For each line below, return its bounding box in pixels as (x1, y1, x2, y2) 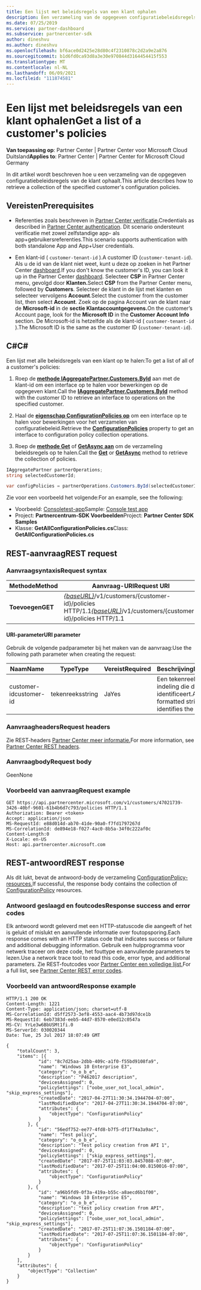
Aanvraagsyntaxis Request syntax (6, 566, 107, 574)
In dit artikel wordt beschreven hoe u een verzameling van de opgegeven (6, 171, 187, 178)
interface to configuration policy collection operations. (14, 431, 149, 438)
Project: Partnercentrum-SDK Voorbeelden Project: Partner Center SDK (14, 512, 194, 519)
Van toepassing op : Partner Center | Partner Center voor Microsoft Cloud (6, 147, 188, 154)
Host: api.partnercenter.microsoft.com (6, 842, 106, 848)
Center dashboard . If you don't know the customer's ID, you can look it (14, 266, 188, 273)
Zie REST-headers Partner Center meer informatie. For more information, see (6, 737, 194, 744)
